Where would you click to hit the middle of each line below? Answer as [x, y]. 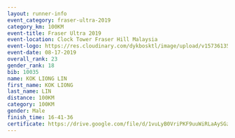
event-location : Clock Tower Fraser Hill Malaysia [83, 40]
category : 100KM [31, 105]
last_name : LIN [29, 91]
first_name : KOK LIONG [40, 85]
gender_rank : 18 [31, 66]
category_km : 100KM [36, 26]
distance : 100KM [31, 98]
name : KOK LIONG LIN [37, 78]
